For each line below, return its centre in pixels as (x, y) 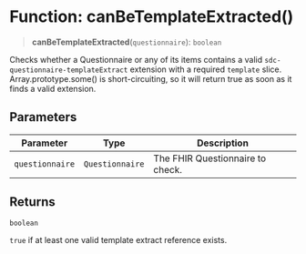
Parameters (43, 117)
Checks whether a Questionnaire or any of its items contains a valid (136, 59)
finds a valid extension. (53, 88)
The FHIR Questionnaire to (210, 158)
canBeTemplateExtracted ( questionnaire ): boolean (127, 42)
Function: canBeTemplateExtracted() (152, 17)
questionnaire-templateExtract (69, 70)
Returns (33, 202)
